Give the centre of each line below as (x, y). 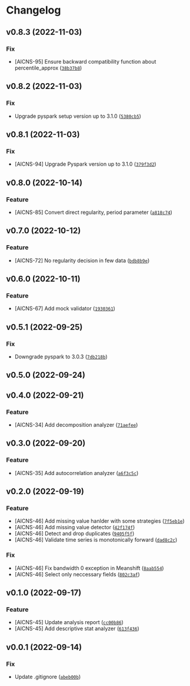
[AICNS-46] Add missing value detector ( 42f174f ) (75, 527)
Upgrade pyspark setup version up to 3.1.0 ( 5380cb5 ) (78, 116)
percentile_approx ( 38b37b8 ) (48, 68)
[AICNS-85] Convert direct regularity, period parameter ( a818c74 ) (93, 212)
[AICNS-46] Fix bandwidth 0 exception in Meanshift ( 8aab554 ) (89, 568)
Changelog (34, 10)
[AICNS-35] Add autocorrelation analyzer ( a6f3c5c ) (76, 473)
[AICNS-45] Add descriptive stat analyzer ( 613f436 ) (77, 629)
